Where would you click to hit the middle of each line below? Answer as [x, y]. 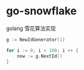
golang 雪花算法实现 [31, 28]
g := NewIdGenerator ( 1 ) [36, 39]
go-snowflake [41, 11]
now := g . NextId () [40, 56]
